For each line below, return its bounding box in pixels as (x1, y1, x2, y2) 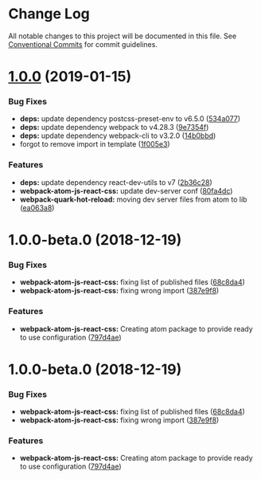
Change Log (8, 5, 90, 23)
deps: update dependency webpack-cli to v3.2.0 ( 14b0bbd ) (19, 131, 216, 140)
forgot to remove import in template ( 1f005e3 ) (19, 139, 170, 149)
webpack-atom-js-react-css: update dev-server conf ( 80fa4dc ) (19, 186, 233, 195)
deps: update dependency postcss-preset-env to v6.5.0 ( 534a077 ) (19, 114, 241, 124)
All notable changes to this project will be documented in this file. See (8, 31, 237, 41)
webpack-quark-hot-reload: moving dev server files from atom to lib (19, 194, 247, 204)
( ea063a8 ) (19, 202, 55, 212)
